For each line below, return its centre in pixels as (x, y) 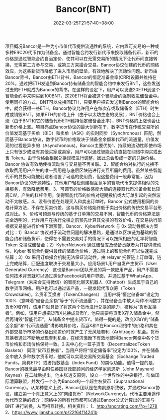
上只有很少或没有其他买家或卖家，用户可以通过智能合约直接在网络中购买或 (81, 151)
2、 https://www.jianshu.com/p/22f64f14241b (51, 412)
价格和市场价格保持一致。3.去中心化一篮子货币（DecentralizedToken (80, 344)
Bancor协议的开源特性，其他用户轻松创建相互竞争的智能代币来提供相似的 (80, 183)
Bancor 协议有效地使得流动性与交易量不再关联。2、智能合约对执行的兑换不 (82, 164)
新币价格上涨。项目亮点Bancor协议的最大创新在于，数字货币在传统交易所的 (82, 127)
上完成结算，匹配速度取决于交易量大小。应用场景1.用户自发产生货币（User (81, 263)
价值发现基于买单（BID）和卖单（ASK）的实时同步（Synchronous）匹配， (81, 133)
